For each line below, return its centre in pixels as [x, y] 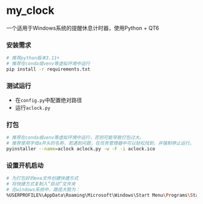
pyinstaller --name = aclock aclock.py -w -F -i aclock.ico [81, 149]
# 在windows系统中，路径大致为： [43, 190]
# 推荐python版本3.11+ [33, 58]
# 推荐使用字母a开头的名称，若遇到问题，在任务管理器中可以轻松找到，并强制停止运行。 [100, 143]
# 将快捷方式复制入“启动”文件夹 [41, 184]
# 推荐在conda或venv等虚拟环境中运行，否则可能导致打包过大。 [75, 138]
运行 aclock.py [33, 108]
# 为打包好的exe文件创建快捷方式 [42, 179]
